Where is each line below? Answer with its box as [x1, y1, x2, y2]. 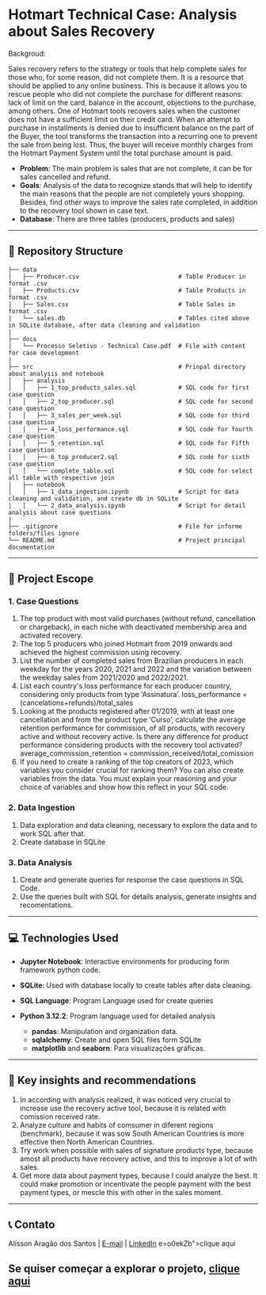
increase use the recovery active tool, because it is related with [19, 1103, 226, 1113]
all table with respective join [8, 473, 115, 481]
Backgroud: [8, 48, 46, 58]
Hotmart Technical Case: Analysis [8, 6, 237, 24]
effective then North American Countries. [19, 1136, 154, 1147]
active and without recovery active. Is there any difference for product [19, 732, 249, 741]
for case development [8, 349, 80, 357]
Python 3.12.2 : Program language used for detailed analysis [19, 1011, 216, 1021]
